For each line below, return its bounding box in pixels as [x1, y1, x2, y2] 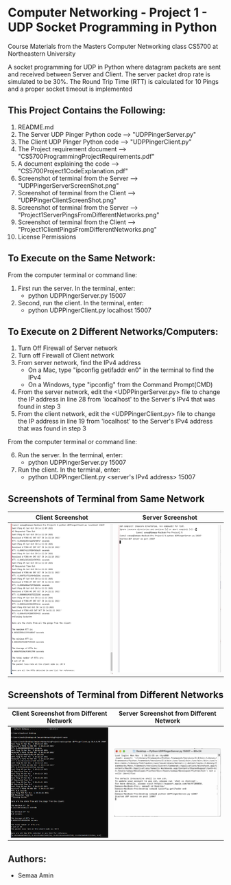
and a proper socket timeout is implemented [8, 85, 133, 93]
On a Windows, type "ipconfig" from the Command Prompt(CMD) [27, 380, 213, 389]
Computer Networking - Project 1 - [8, 5, 208, 21]
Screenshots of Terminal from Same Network [8, 493, 205, 505]
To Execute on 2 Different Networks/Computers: [8, 325, 219, 338]
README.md [17, 122, 54, 131]
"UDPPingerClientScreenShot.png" [17, 196, 117, 204]
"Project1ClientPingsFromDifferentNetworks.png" [17, 225, 157, 233]
